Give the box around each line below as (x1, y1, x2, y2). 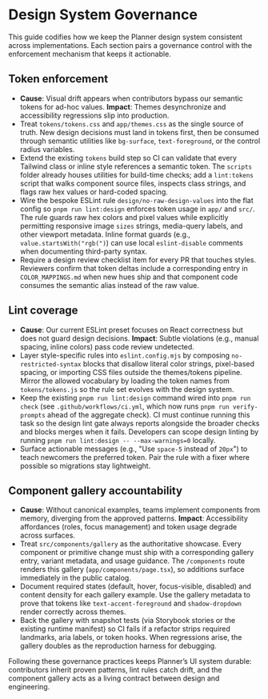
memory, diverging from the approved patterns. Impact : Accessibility (19, 513, 248, 523)
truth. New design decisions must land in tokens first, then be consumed (19, 127, 259, 137)
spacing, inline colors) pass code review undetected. (19, 342, 194, 351)
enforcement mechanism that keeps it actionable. (8, 49, 172, 58)
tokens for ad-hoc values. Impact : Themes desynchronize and (19, 102, 226, 111)
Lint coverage (8, 304, 78, 318)
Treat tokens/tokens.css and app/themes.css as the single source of (19, 118, 244, 129)
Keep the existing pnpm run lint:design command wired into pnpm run (19, 393, 251, 402)
